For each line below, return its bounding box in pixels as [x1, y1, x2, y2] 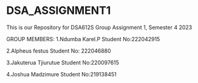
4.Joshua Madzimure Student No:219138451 [6, 70, 117, 78]
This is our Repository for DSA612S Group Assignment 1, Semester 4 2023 [6, 24, 193, 31]
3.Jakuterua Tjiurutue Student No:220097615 [6, 59, 120, 66]
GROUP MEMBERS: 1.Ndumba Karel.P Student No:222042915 [6, 35, 160, 42]
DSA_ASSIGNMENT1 [6, 4, 111, 18]
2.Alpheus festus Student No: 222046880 [6, 47, 111, 55]
